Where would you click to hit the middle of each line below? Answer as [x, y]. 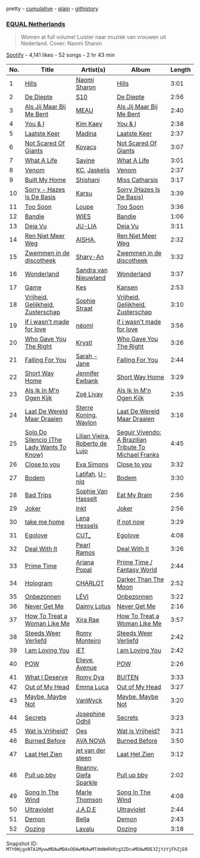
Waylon [86, 422]
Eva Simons [92, 464]
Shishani [88, 180]
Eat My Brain [135, 495]
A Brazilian [132, 440]
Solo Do [36, 433]
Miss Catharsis [137, 180]
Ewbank [87, 381]
